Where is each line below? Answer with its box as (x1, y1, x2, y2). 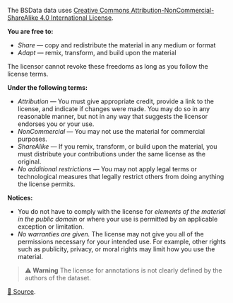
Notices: (7, 194, 33, 202)
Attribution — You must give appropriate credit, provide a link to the (17, 97, 214, 105)
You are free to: (7, 28, 54, 35)
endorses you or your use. (17, 120, 95, 128)
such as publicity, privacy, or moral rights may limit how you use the (17, 245, 215, 253)
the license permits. (17, 180, 76, 188)
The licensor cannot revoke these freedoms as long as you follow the (7, 62, 208, 70)
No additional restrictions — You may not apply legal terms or (17, 165, 198, 173)
